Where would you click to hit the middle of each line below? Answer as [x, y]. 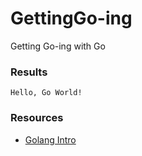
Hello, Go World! [46, 93]
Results [29, 72]
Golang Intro [50, 139]
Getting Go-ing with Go [58, 46]
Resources [37, 118]
